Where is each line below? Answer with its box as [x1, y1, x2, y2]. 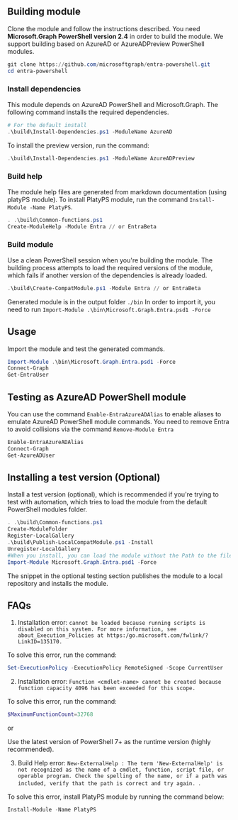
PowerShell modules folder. [7, 505, 87, 514]
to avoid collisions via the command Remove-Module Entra [7, 425, 174, 433]
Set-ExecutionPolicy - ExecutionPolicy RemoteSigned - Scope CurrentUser [7, 665, 223, 672]
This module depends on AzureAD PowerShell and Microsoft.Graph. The [7, 100, 218, 109]
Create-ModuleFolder [7, 526, 69, 533]
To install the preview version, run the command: [7, 141, 150, 150]
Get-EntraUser [7, 372, 50, 379]
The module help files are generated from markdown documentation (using [7, 187, 227, 196]
